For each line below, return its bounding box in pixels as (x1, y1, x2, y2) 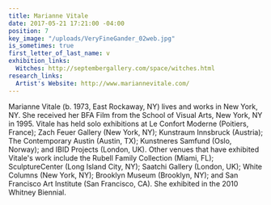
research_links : (8, 72, 63, 80)
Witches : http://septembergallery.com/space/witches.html (15, 65, 216, 73)
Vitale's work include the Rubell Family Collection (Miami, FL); (8, 153, 214, 162)
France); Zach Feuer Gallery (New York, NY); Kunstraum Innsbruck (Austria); (8, 127, 264, 137)
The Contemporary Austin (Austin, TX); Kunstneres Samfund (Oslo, (8, 136, 232, 145)
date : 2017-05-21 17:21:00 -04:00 (8, 19, 125, 27)
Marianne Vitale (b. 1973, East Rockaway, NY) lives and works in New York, (8, 102, 259, 111)
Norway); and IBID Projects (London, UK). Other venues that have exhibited (8, 144, 260, 154)
